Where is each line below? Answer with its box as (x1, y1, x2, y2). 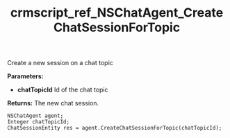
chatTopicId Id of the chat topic (17, 85, 109, 94)
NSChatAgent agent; (7, 112, 64, 119)
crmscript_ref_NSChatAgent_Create (10, 5, 224, 21)
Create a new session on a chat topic (7, 59, 113, 67)
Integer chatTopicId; (7, 119, 70, 126)
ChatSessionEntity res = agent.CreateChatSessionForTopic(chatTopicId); (7, 125, 222, 132)
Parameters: (7, 72, 44, 80)
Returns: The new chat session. (7, 99, 99, 107)
